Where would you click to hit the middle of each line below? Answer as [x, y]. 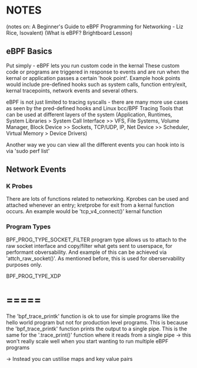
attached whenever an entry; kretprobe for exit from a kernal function [90, 205]
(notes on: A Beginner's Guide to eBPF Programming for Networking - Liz [95, 26]
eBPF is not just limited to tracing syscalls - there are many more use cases [97, 102]
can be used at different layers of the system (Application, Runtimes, [89, 114]
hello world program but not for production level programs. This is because [97, 322]
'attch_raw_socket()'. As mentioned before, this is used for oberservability [96, 258]
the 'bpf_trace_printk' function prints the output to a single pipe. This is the [96, 329]
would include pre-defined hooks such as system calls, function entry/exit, [96, 84]
